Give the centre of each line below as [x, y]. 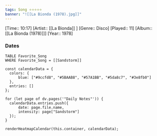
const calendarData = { [29, 69]
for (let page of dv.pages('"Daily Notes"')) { [54, 99]
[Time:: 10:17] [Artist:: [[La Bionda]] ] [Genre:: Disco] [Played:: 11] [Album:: [79, 28]
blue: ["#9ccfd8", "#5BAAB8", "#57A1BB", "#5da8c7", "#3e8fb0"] [85, 77]
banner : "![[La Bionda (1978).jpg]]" [43, 14]
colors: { [19, 73]
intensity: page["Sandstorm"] [49, 112]
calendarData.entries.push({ [39, 103]
